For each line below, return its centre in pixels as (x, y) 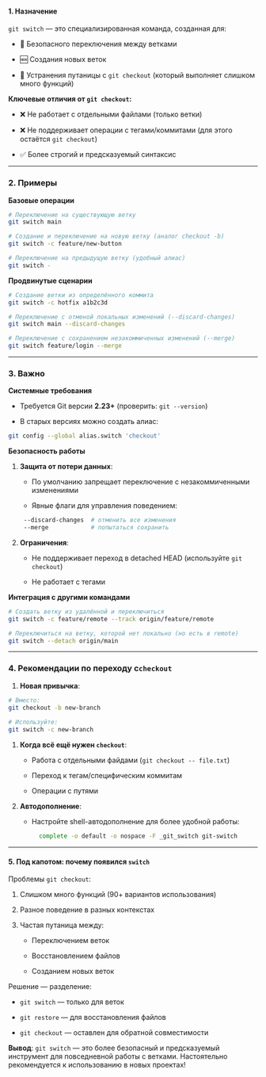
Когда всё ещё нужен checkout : (73, 745)
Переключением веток (70, 941)
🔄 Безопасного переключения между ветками (98, 44)
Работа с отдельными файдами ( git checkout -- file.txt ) (131, 760)
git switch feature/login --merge (65, 346)
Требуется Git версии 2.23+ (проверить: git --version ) (114, 406)
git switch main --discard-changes (67, 324)
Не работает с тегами (68, 582)
